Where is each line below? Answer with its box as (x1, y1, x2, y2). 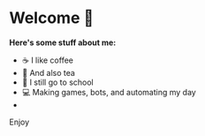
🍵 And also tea (21, 67, 75, 78)
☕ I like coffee (21, 55, 73, 65)
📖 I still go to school (21, 77, 95, 87)
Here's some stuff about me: (9, 37, 117, 48)
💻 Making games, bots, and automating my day (21, 87, 196, 97)
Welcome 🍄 (9, 8, 95, 28)
